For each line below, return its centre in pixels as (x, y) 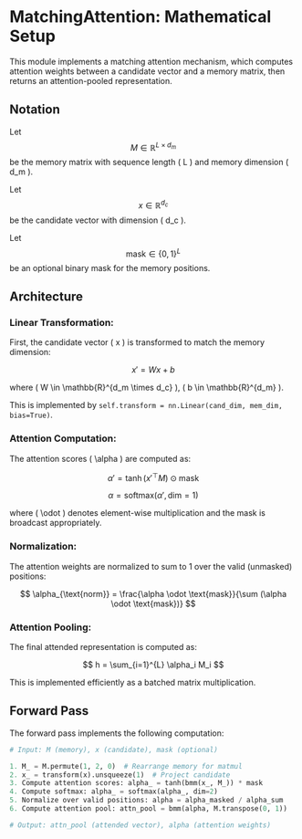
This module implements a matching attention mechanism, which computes (151, 61)
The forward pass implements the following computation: (117, 733)
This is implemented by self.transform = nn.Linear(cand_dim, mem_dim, (146, 405)
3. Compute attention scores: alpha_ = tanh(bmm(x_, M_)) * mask (136, 783)
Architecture (47, 297)
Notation (35, 110)
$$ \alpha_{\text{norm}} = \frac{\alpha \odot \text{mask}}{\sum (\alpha (153, 593)
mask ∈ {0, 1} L (153, 253)
